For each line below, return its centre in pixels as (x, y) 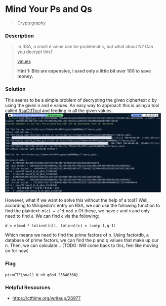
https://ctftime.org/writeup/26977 (46, 298)
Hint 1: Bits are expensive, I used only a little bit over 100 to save (84, 71)
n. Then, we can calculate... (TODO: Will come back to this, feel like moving (82, 245)
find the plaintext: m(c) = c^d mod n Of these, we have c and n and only (77, 211)
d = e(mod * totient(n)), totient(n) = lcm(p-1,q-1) (61, 226)
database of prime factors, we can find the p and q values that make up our (82, 240)
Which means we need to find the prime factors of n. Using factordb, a (77, 235)
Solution (16, 89)
